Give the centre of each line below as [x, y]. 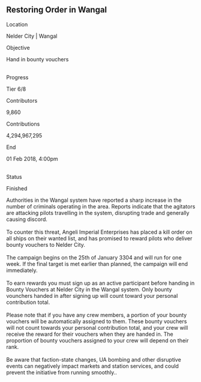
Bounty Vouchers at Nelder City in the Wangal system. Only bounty [89, 289]
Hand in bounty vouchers [37, 59]
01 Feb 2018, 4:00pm [32, 159]
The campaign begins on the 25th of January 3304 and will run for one [94, 257]
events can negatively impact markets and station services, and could [92, 366]
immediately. [22, 270]
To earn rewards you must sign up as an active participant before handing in [100, 283]
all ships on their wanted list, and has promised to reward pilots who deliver [99, 238]
